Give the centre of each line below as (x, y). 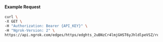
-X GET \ (13, 22)
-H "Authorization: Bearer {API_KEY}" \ (46, 26)
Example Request (23, 7)
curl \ (11, 17)
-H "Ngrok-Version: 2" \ (30, 30)
